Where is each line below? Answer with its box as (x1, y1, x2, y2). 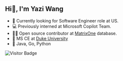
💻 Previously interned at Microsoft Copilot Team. (12, 23, 111, 29)
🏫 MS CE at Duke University (12, 35, 68, 41)
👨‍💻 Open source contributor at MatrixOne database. (12, 30, 117, 36)
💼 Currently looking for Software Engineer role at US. (12, 18, 119, 23)
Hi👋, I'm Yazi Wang (5, 5, 63, 13)
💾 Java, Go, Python (12, 41, 51, 46)
